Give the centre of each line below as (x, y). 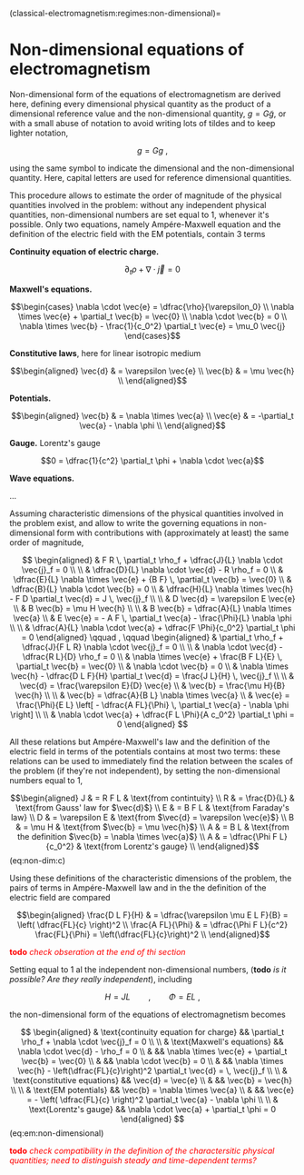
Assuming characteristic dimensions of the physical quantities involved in (147, 513)
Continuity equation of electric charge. (84, 251)
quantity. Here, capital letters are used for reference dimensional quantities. (151, 177)
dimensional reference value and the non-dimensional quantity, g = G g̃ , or (148, 114)
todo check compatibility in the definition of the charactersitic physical (142, 1150)
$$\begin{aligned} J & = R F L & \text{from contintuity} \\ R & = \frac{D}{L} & (152, 798)
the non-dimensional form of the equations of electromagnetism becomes (147, 1014)
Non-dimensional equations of (127, 50)
